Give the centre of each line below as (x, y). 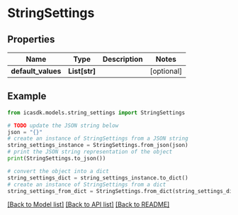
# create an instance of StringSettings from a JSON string (98, 139)
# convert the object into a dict (58, 171)
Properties (31, 39)
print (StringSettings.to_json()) (57, 159)
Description (123, 59)
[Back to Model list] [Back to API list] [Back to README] (89, 204)
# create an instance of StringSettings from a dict (87, 184)
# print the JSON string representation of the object (90, 152)
